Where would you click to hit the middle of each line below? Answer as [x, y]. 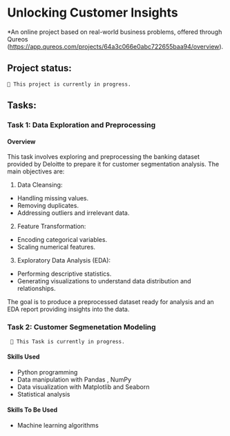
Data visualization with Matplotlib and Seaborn [83, 387]
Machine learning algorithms [58, 425]
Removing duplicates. [48, 206]
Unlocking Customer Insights [93, 13]
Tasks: [22, 105]
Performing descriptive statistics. [64, 274]
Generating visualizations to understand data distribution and [104, 281]
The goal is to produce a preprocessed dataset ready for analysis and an [111, 302]
